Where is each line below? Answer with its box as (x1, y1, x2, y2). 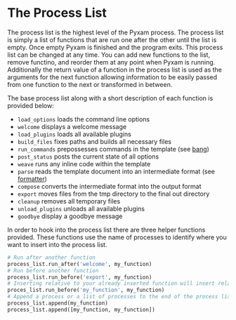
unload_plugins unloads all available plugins (17, 204, 145, 213)
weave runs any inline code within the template (17, 159, 151, 168)
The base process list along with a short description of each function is (7, 93, 214, 102)
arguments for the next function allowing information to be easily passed (7, 72, 218, 81)
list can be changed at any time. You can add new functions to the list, (7, 51, 211, 59)
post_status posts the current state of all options (17, 152, 159, 161)
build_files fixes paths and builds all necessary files (17, 137, 172, 145)
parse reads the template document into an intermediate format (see (17, 167, 216, 175)
